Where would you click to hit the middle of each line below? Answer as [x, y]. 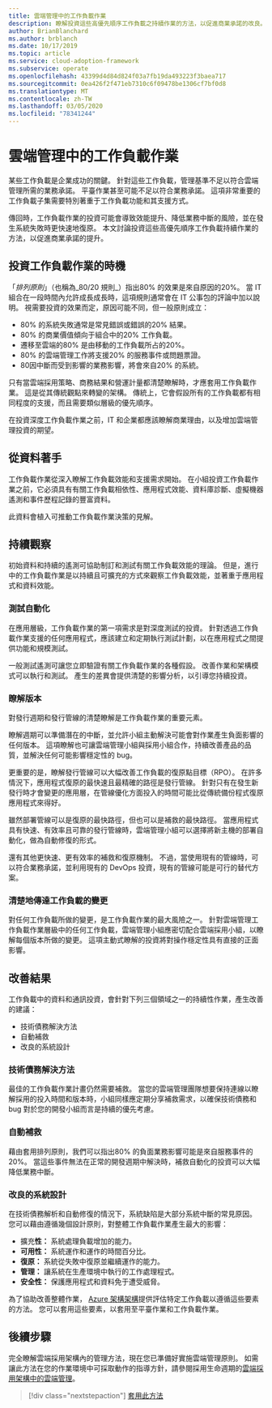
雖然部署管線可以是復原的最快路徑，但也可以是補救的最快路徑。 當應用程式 [134, 820]
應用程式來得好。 [37, 802]
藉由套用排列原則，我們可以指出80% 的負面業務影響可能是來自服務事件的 [131, 1151]
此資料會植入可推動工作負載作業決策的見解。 [83, 516]
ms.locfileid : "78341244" [52, 114]
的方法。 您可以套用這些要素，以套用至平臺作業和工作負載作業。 [116, 1308]
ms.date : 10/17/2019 [43, 46]
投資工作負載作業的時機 [67, 266]
